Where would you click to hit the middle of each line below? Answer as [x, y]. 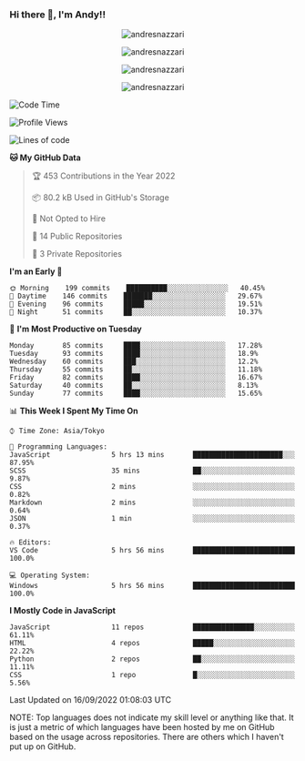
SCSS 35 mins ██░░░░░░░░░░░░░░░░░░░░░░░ [152, 471]
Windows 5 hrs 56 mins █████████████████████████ [152, 586]
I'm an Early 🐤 [36, 271]
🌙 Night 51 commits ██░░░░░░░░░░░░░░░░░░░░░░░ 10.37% [136, 312]
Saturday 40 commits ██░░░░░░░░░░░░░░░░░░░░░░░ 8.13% [134, 386]
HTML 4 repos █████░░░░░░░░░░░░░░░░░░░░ [152, 644]
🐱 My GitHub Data [46, 157]
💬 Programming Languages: [58, 447]
